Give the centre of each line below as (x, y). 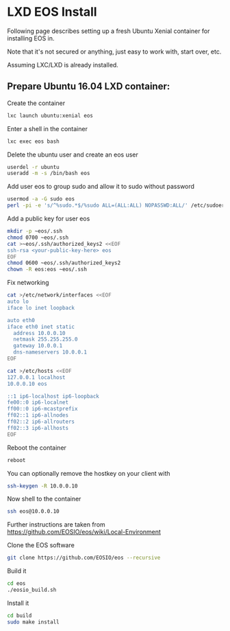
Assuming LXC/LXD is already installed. (63, 65)
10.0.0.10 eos (27, 384)
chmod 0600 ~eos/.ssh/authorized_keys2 (64, 263)
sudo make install (33, 622)
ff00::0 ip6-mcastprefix (42, 409)
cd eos (16, 584)
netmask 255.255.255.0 (46, 340)
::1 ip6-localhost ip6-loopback (53, 396)
